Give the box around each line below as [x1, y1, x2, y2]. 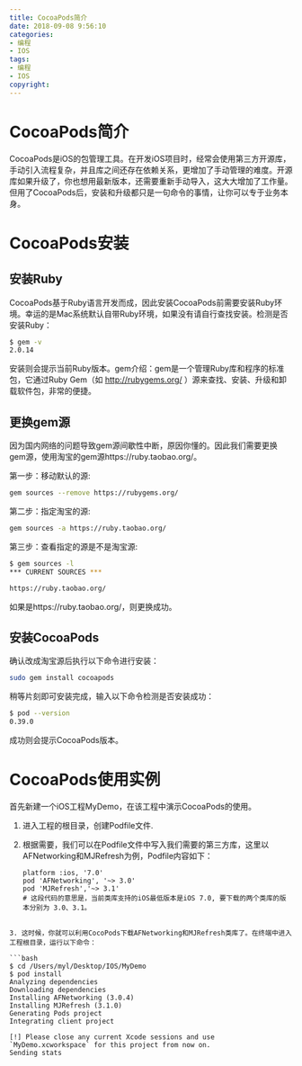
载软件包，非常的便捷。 [9, 386, 96, 397]
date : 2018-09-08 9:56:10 [9, 22, 106, 31]
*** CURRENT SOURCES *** [9, 568, 102, 577]
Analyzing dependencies [9, 977, 99, 986]
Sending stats [9, 1048, 63, 1057]
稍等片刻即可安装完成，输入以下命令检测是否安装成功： [9, 691, 214, 702]
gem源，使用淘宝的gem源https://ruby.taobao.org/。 [9, 452, 202, 462]
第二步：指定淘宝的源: [9, 506, 92, 516]
